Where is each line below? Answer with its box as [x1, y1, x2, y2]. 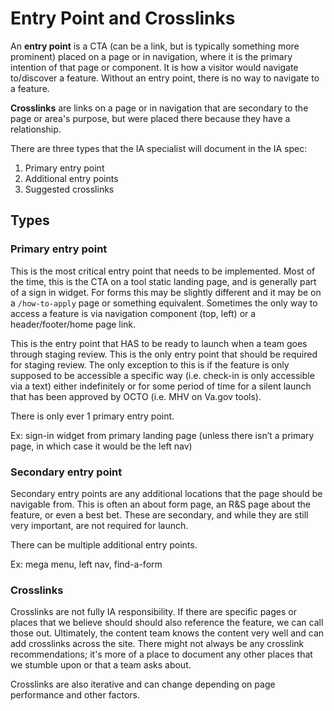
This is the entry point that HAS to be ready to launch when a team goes [10, 337, 308, 349]
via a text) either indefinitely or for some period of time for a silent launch [10, 380, 312, 392]
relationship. [10, 123, 62, 135]
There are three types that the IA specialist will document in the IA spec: [10, 142, 308, 154]
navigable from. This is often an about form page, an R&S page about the [10, 498, 311, 510]
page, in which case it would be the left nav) [10, 440, 193, 452]
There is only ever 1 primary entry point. [10, 410, 175, 422]
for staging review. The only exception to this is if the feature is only [10, 358, 290, 371]
